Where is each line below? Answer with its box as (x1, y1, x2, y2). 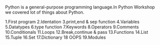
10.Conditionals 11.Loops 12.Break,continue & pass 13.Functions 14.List (5, 29, 149, 35)
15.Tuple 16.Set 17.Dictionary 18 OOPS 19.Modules (5, 34, 106, 40)
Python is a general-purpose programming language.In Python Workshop (5, 4, 155, 10)
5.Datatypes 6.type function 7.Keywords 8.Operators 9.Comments (5, 24, 139, 30)
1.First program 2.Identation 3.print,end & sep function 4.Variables (5, 19, 140, 24)
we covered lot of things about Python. (5, 9, 85, 15)
